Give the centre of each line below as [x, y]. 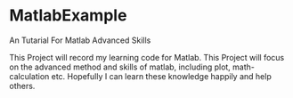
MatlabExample [68, 16]
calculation [29, 76]
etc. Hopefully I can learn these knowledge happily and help [161, 76]
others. [22, 86]
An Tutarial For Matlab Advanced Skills [80, 40]
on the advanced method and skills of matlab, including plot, [120, 67]
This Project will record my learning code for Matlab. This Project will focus [147, 57]
